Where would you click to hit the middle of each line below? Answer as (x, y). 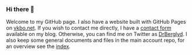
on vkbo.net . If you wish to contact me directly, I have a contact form (89, 28)
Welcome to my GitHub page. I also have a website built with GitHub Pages (96, 22)
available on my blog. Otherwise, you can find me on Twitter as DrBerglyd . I (97, 34)
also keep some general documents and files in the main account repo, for (95, 41)
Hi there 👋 (20, 9)
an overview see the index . (39, 46)
